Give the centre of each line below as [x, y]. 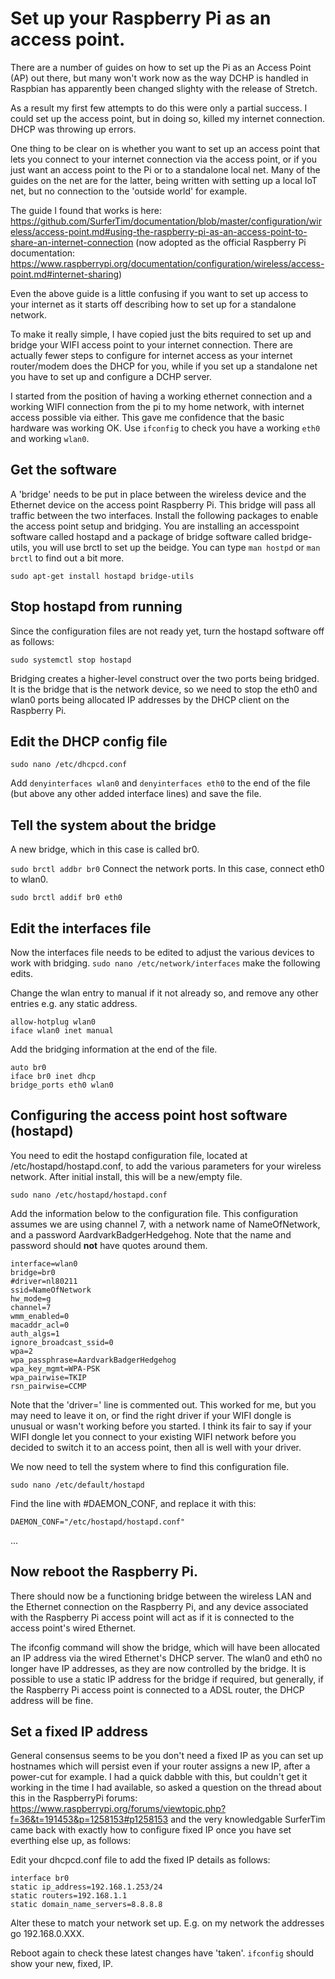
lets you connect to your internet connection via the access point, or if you [164, 159]
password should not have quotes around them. [109, 1245]
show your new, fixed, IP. [62, 1964]
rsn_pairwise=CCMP [48, 1386]
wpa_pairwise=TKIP [48, 1377]
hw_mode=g [31, 1298]
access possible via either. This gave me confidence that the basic [147, 417]
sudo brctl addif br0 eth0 [66, 898]
